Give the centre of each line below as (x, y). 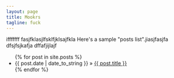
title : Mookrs (24, 17)
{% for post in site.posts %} (48, 57)
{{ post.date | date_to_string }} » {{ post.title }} (71, 63)
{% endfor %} (32, 70)
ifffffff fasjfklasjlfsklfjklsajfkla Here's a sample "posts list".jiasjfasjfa (87, 40)
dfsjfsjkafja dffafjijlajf (32, 45)
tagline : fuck (24, 22)
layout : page (22, 12)
